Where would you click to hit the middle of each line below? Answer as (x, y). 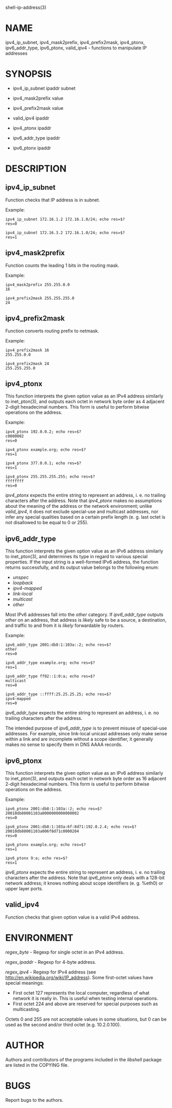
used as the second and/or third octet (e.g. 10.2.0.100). (63, 1024)
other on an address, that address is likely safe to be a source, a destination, (86, 620)
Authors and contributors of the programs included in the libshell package (83, 1059)
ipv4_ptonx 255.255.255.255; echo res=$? (50, 477)
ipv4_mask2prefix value (38, 98)
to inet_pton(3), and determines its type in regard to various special (77, 557)
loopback (23, 583)
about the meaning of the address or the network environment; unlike (79, 506)
